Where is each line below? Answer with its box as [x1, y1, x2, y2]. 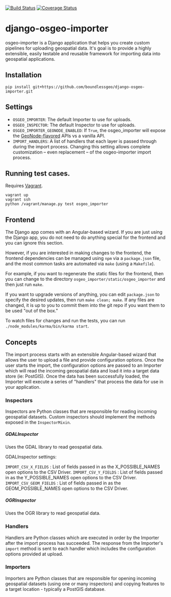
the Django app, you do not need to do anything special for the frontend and [5, 234, 166, 240]
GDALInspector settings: [5, 454, 57, 460]
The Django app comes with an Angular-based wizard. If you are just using [5, 229, 163, 235]
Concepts [5, 338, 37, 346]
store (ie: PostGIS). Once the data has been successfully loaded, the [5, 373, 149, 379]
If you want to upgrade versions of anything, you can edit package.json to [5, 292, 160, 298]
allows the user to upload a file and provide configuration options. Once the [5, 357, 164, 363]
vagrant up [5, 192, 29, 198]
